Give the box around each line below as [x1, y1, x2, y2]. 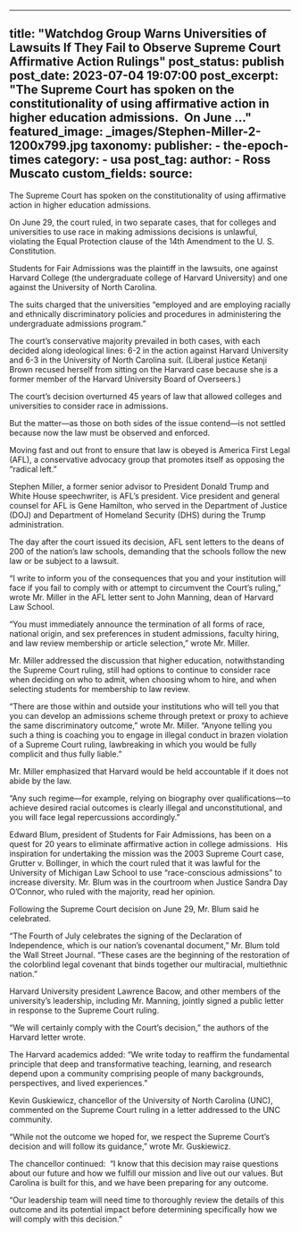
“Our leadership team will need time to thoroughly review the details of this [9, 1194, 285, 1205]
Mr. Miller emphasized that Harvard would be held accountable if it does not [9, 766, 288, 776]
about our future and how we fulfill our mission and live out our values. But [9, 1168, 284, 1178]
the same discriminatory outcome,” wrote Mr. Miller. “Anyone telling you [9, 720, 272, 731]
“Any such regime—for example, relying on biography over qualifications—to [9, 792, 291, 803]
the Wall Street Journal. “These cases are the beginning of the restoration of [9, 949, 290, 960]
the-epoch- [222, 138, 289, 153]
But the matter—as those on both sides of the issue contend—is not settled [9, 417, 286, 428]
